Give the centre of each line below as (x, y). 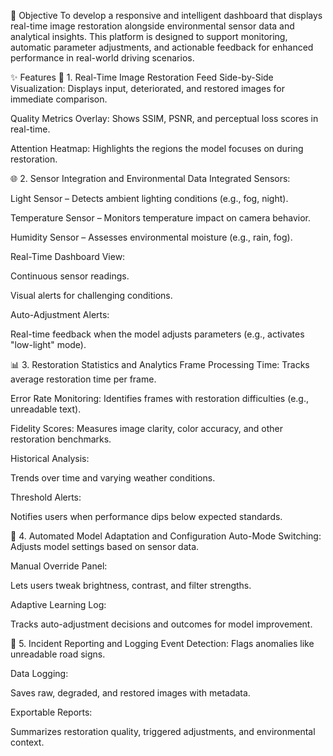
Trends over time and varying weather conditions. (113, 478)
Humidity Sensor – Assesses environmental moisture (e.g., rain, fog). (151, 237)
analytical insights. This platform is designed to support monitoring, (149, 36)
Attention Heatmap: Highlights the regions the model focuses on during (157, 148)
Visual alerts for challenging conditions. (91, 295)
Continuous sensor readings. (70, 276)
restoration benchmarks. (61, 439)
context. (27, 742)
